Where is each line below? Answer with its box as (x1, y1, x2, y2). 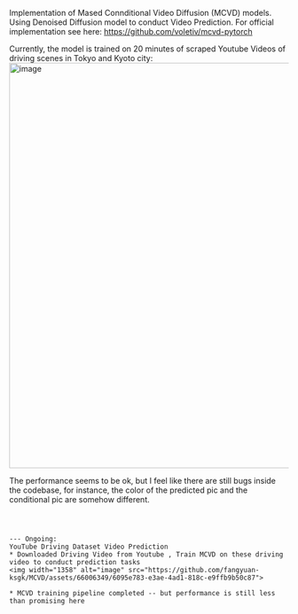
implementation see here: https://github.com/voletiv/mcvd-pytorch (9, 27, 253, 36)
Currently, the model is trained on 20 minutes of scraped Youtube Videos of (9, 43, 286, 54)
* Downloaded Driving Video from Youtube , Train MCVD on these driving (9, 550, 284, 559)
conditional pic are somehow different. (9, 494, 150, 504)
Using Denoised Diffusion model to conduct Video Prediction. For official (9, 17, 275, 27)
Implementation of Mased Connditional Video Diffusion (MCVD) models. (9, 8, 272, 18)
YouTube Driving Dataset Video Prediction (9, 542, 169, 551)
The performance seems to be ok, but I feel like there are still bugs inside (9, 476, 277, 486)
